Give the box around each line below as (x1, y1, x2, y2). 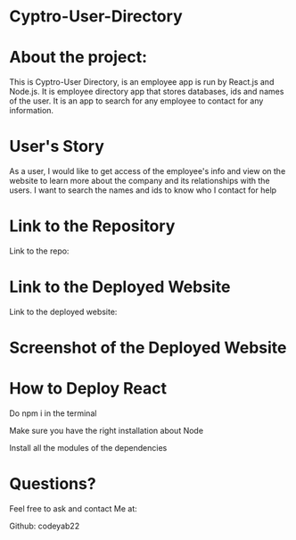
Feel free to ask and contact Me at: (9, 503, 138, 514)
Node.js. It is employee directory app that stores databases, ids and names (9, 87, 284, 97)
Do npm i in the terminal (9, 408, 97, 419)
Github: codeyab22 (9, 520, 80, 531)
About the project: (9, 47, 147, 68)
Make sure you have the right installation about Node (9, 426, 203, 436)
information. (9, 105, 54, 116)
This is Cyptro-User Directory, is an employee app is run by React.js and (9, 77, 275, 87)
